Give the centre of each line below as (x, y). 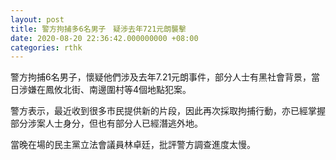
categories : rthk (46, 47)
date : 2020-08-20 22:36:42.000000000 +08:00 (104, 38)
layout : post (37, 19)
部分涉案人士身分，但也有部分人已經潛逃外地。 (106, 123)
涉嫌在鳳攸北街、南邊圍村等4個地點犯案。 (105, 90)
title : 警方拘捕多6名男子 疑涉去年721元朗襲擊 (98, 29)
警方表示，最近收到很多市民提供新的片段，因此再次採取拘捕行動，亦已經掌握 (168, 111)
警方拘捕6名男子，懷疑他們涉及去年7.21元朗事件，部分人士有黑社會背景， (161, 77)
